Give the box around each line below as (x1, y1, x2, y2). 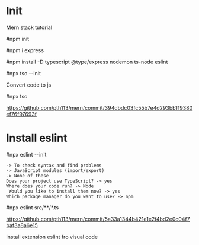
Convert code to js (6, 81, 52, 88)
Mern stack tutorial (6, 24, 52, 31)
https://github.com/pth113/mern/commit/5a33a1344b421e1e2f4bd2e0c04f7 (6, 215, 191, 222)
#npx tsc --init (6, 69, 41, 77)
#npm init (6, 35, 30, 42)
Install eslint (6, 132, 68, 145)
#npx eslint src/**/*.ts (6, 203, 59, 211)
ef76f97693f (6, 110, 37, 117)
